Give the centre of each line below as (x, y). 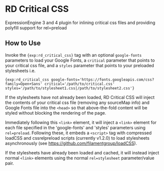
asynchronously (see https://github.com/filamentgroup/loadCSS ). (71, 143)
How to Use (23, 43)
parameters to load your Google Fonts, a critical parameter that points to (80, 60)
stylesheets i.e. (20, 71)
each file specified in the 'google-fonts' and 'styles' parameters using (75, 127)
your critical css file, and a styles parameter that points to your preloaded (80, 65)
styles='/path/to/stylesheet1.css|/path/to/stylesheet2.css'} (70, 88)
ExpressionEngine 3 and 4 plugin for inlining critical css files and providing (80, 23)
